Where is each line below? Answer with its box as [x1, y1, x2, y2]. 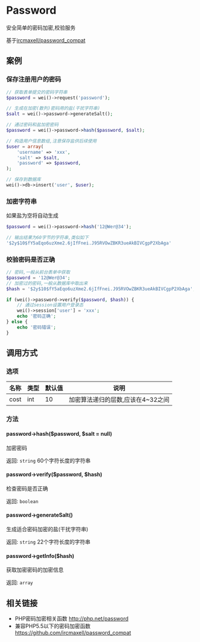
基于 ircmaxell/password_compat [6, 36, 86, 44]
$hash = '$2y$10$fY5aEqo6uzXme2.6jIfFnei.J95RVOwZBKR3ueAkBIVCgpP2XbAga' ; [6, 286, 196, 292]
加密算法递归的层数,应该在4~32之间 [68, 396, 170, 404]
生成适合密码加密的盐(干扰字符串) [6, 525, 89, 532]
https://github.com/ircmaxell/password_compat [14, 629, 132, 636]
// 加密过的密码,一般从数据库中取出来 [6, 280, 88, 286]
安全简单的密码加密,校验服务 [6, 24, 76, 31]
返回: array [6, 579, 33, 586]
